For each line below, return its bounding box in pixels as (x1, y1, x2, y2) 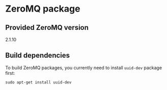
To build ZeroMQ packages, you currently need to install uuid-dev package (5, 64, 162, 71)
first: (5, 70, 15, 76)
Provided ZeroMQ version (5, 23, 89, 32)
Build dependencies (5, 51, 70, 60)
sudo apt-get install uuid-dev (5, 79, 72, 85)
